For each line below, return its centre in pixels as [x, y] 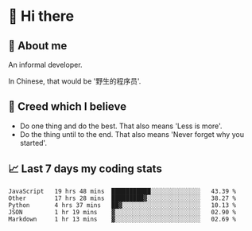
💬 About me [38, 46]
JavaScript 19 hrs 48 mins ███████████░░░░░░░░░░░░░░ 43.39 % [122, 191]
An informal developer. [45, 65]
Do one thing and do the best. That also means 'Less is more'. [121, 126]
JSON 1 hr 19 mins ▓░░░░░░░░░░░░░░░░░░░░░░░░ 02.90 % [122, 212]
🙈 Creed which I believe [68, 107]
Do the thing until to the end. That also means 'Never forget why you [132, 134]
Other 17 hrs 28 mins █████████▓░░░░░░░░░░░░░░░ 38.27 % [122, 198]
